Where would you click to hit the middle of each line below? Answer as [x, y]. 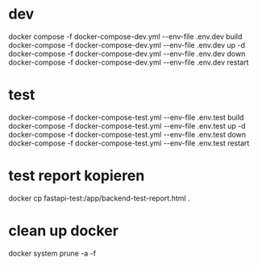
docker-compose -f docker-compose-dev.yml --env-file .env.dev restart [129, 62]
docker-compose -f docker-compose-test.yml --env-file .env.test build [126, 117]
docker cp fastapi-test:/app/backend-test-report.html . [99, 198]
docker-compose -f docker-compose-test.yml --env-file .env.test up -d [127, 125]
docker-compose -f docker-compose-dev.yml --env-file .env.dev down [127, 53]
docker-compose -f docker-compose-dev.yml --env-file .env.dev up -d [127, 44]
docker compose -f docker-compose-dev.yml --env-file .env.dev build [125, 36]
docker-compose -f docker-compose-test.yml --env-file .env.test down [127, 134]
